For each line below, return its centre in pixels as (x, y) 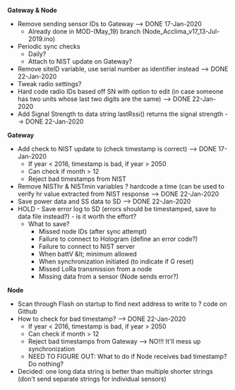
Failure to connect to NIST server (87, 246)
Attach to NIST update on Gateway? (80, 61)
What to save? (49, 224)
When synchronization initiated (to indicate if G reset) (116, 261)
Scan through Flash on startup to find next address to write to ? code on (122, 304)
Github (27, 311)
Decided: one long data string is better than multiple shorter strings (115, 371)
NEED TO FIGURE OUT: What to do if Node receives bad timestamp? (127, 356)
